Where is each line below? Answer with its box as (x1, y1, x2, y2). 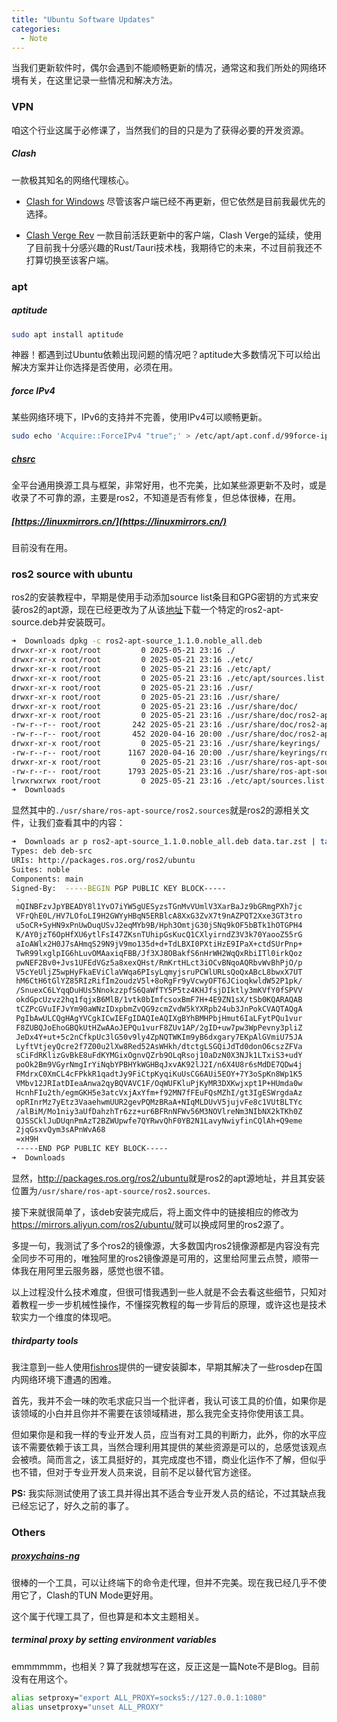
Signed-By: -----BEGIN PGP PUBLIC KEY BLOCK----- (11, 883, 227, 893)
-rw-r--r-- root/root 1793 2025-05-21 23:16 (11, 766, 223, 776)
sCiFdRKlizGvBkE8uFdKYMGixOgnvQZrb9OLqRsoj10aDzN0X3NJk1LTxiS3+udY (15, 1051, 303, 1061)
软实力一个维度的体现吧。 (11, 1311, 117, 1323)
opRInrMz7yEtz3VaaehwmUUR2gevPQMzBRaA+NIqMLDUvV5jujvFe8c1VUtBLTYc (15, 1097, 303, 1107)
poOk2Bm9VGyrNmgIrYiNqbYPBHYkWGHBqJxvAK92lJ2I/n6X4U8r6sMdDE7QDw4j (15, 1060, 303, 1070)
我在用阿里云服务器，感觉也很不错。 (19, 1264, 169, 1276)
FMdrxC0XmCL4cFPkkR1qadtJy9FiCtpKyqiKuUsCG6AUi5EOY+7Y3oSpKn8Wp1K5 (15, 1069, 303, 1080)
